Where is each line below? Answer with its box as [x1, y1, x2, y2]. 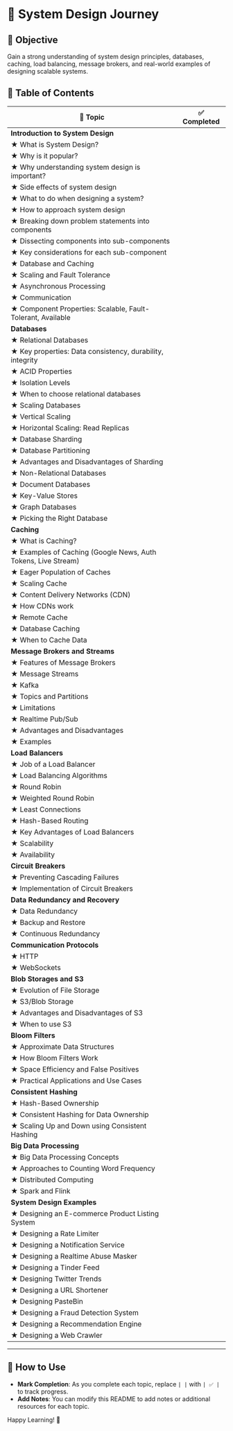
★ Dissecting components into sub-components [10, 236, 170, 245]
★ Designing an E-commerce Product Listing [10, 1208, 159, 1218]
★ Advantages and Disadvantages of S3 [10, 1008, 144, 1017]
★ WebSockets [10, 962, 61, 972]
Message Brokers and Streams [10, 646, 114, 656]
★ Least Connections [10, 805, 81, 814]
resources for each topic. [17, 1402, 90, 1410]
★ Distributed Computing [10, 1174, 94, 1184]
